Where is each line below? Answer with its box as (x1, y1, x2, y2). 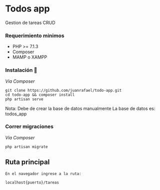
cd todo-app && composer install (5, 92, 75, 97)
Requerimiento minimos (5, 32, 64, 39)
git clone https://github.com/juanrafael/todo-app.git (5, 88, 122, 93)
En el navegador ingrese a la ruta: (5, 171, 81, 176)
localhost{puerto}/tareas (5, 180, 59, 185)
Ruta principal (5, 158, 50, 166)
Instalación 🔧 (5, 67, 37, 74)
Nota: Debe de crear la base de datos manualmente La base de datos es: (5, 105, 155, 111)
